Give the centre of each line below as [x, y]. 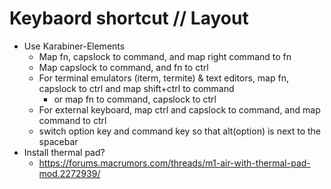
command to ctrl [72, 120]
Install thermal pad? [64, 152]
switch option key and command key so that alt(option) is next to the [180, 131]
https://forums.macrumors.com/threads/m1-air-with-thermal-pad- [174, 163]
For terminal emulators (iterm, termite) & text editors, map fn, [163, 78]
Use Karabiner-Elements [74, 46]
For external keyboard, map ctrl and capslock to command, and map [179, 109]
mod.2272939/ [69, 173]
